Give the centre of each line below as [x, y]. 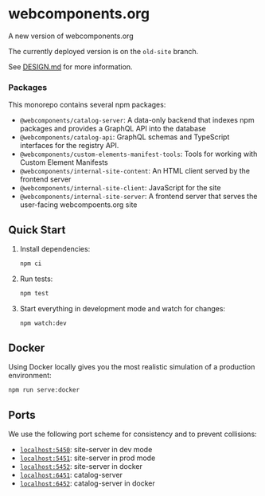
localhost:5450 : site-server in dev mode [86, 450]
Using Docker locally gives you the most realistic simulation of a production [132, 367]
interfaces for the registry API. [69, 146]
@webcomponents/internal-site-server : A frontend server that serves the [138, 197]
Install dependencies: [55, 249]
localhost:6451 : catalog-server [71, 475]
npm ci [31, 264]
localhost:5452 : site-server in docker [81, 467]
